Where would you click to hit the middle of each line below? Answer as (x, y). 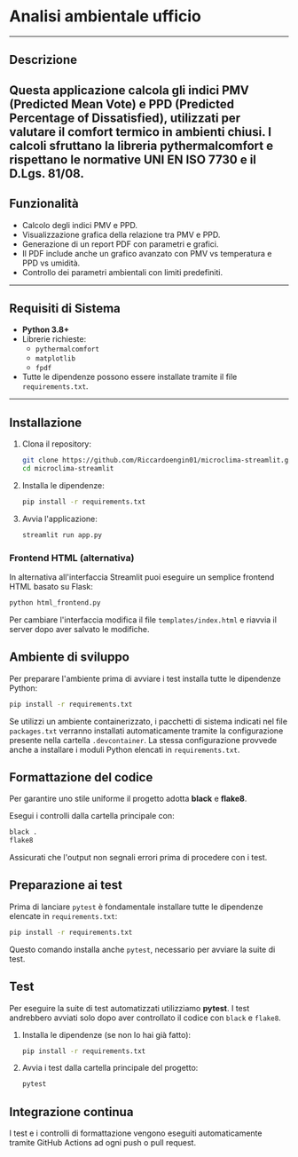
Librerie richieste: (54, 339)
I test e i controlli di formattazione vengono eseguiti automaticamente (136, 1133)
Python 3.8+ (45, 329)
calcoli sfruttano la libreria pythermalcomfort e (141, 145)
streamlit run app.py (62, 535)
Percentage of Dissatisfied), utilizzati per (125, 118)
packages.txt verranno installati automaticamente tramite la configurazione (146, 731)
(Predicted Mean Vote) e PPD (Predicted (122, 104)
